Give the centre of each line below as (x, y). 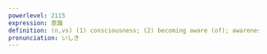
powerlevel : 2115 (37, 15)
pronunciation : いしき (44, 38)
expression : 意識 (36, 23)
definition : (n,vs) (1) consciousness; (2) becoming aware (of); (118, 30)
